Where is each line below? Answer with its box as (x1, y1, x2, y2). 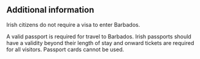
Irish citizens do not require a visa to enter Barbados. (6, 21, 140, 28)
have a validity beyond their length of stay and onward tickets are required (6, 39, 194, 46)
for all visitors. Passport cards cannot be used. (6, 46, 125, 53)
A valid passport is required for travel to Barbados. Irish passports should (6, 33, 191, 40)
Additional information (6, 5, 94, 15)
